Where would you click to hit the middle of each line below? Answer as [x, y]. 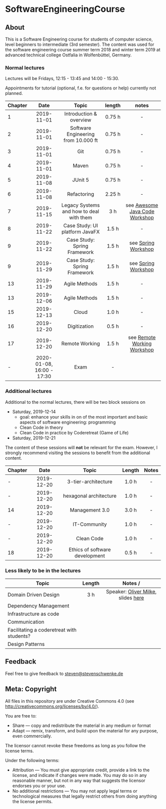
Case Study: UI [81, 226]
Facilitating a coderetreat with [42, 630]
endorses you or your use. [39, 786]
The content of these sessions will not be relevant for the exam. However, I [82, 447]
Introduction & [81, 114]
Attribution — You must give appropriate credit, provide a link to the [81, 770]
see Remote [142, 338]
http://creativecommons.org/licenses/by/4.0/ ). [52, 706]
